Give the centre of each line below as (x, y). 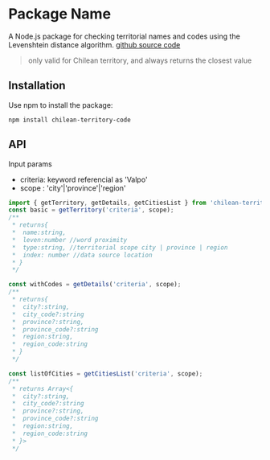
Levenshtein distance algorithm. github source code (94, 44)
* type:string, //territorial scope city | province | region (120, 247)
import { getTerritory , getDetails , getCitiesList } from (107, 203)
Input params (30, 164)
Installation (37, 86)
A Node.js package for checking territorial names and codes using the (125, 36)
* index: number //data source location (82, 255)
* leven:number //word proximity (70, 240)
